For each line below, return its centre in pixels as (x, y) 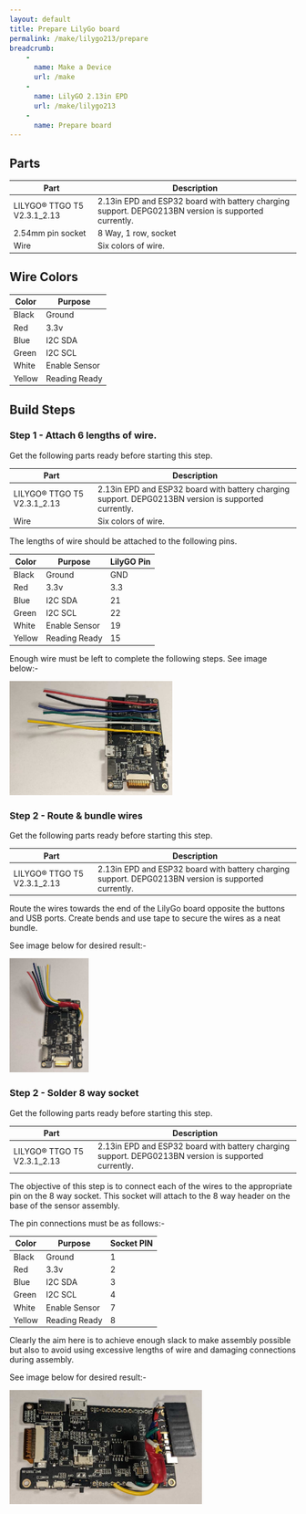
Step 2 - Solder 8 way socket (74, 1093)
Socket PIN (132, 1243)
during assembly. (42, 1360)
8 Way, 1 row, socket (137, 234)
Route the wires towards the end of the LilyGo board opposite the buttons (147, 909)
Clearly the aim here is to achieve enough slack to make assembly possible (150, 1341)
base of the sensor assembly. (65, 1206)
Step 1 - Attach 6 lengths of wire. (83, 435)
